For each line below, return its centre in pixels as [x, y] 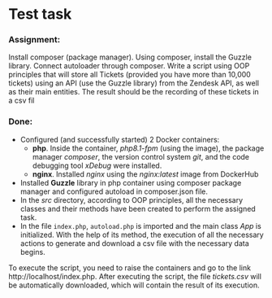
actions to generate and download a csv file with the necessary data [134, 243]
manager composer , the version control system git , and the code [141, 156]
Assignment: [35, 40]
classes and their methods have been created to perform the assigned [138, 208]
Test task [40, 14]
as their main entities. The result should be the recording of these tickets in [134, 92]
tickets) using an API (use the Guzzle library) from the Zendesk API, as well [134, 83]
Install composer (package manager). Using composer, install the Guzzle [130, 57]
